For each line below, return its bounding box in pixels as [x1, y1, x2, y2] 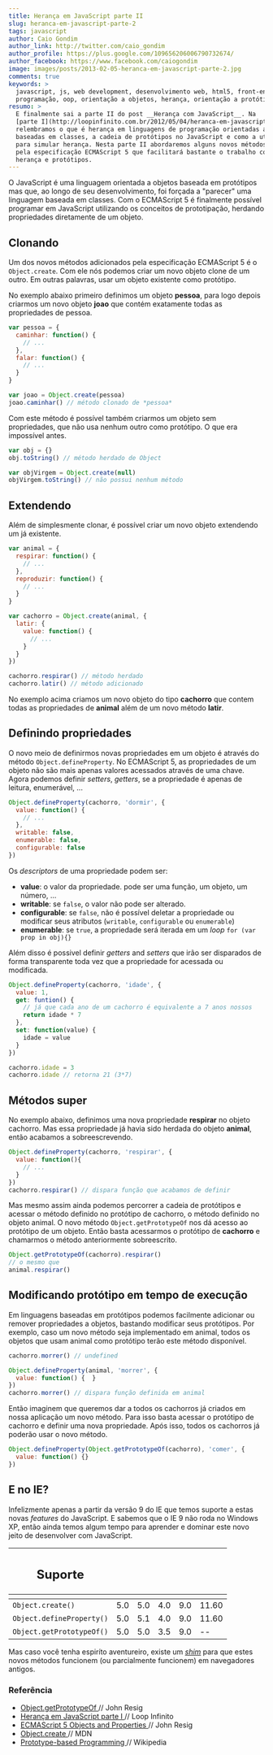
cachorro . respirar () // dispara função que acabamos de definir [8, 1186, 231, 1194]
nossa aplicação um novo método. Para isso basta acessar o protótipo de [8, 1412, 254, 1423]
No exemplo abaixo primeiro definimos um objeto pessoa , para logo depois [8, 290, 262, 301]
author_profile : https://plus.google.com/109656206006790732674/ [8, 50, 234, 58]
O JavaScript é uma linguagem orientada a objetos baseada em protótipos [8, 178, 258, 188]
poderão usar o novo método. [8, 1430, 108, 1440]
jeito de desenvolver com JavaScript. [8, 1530, 133, 1540]
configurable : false [15, 844, 85, 852]
